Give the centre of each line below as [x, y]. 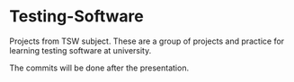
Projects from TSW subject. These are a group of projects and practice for [147, 41]
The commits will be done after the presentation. [99, 68]
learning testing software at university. [80, 50]
